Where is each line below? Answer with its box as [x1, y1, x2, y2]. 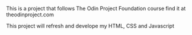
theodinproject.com [6, 11, 55, 18]
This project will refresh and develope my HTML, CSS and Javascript [6, 23, 175, 29]
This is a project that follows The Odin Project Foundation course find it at [6, 5, 186, 12]
